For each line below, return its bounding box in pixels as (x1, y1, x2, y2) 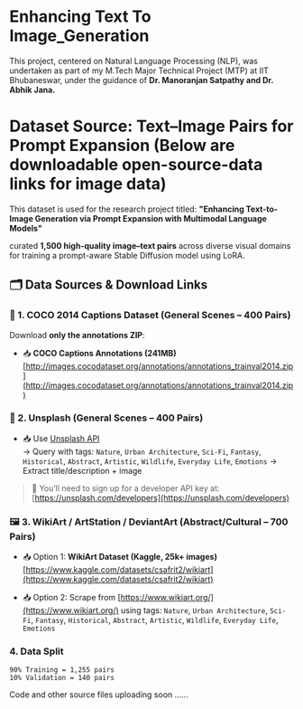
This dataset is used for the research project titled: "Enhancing (9, 203, 245, 214)
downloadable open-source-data (9, 155, 263, 175)
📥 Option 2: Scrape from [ (22, 592, 122, 603)
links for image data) (9, 174, 167, 194)
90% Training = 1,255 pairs (9, 666, 115, 675)
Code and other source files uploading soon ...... (9, 689, 189, 700)
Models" (9, 222, 43, 233)
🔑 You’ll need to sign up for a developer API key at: (31, 482, 220, 494)
